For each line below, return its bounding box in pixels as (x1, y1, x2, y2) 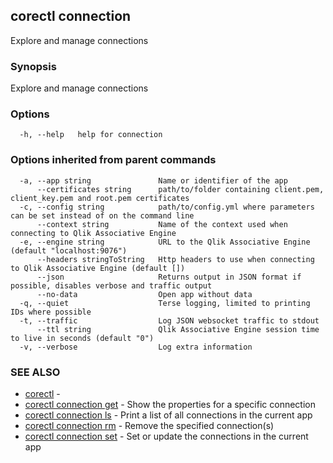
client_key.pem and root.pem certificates (10, 193, 190, 203)
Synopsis (10, 59, 57, 73)
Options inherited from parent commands (10, 153, 217, 167)
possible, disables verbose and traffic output (10, 280, 213, 291)
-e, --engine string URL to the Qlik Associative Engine (19, 237, 311, 247)
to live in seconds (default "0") (10, 333, 155, 343)
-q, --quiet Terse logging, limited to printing (19, 298, 311, 308)
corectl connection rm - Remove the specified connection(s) (24, 420, 275, 431)
